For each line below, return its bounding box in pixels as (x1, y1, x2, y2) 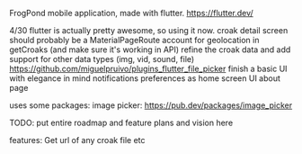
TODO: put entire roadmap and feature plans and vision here (9, 117, 234, 128)
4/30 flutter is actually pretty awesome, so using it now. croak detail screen (9, 25, 289, 35)
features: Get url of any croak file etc (9, 135, 146, 145)
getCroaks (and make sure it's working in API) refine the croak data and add (9, 44, 291, 55)
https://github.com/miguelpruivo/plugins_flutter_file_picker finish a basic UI (9, 63, 288, 74)
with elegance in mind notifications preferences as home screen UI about (9, 73, 281, 84)
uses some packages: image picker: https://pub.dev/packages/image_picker (9, 100, 293, 111)
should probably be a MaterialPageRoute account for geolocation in (9, 35, 260, 45)
